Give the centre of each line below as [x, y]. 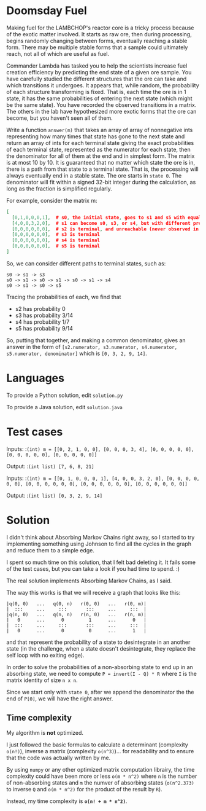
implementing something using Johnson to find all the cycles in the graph [99, 544]
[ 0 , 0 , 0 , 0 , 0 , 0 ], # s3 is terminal [56, 235]
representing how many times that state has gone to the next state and [96, 136]
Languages [35, 378]
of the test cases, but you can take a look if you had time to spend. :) [93, 568]
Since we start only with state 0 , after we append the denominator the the [100, 692]
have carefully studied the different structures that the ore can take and [97, 79]
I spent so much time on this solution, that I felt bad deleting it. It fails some [101, 562]
